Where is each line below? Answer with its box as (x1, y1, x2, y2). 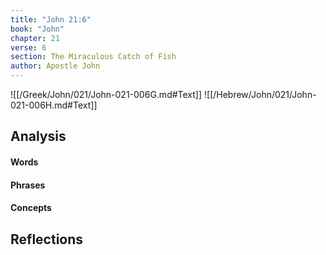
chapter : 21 (10, 33, 60, 43)
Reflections (10, 231, 84, 248)
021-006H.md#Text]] (10, 99, 98, 111)
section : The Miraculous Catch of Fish (10, 52, 177, 62)
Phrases (10, 179, 46, 191)
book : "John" (10, 24, 65, 34)
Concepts (10, 202, 52, 214)
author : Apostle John (10, 61, 101, 71)
